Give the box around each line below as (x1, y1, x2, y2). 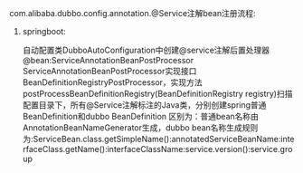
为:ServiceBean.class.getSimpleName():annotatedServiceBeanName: (22, 134, 281, 144)
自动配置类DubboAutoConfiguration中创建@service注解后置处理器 (22, 44, 270, 55)
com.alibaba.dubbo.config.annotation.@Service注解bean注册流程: (9, 8, 256, 18)
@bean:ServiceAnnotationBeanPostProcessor (22, 55, 194, 65)
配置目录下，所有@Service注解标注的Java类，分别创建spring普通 (22, 100, 267, 111)
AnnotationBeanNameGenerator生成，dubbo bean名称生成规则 (22, 122, 259, 133)
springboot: (22, 26, 66, 36)
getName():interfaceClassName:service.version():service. (64, 144, 280, 154)
